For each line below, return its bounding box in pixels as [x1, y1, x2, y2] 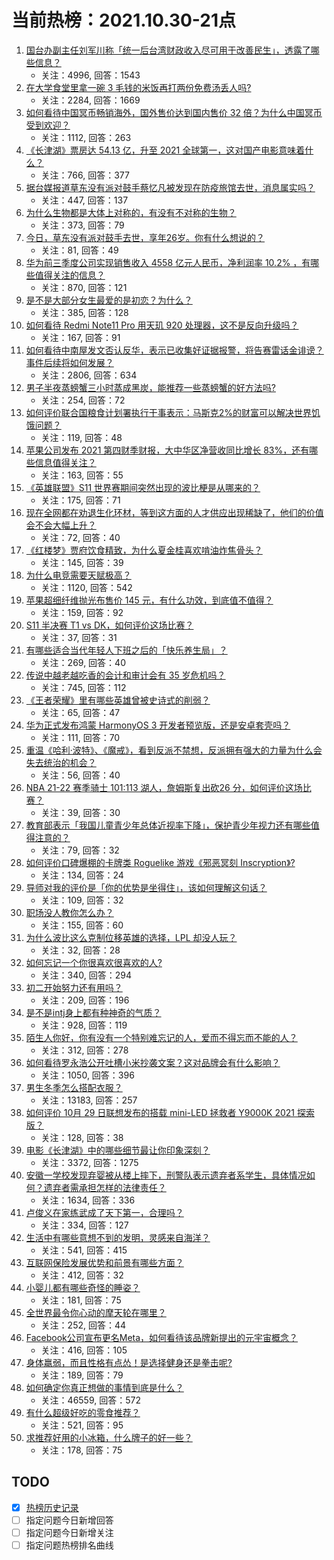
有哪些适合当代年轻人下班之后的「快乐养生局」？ [25, 644, 228, 656]
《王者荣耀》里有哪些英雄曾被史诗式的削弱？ [25, 694, 211, 706]
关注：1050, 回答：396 [40, 1069, 135, 1081]
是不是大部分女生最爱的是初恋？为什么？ [25, 294, 193, 306]
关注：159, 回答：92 [40, 606, 124, 618]
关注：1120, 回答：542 [40, 581, 133, 593]
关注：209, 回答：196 [40, 994, 130, 1006]
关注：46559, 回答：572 [40, 1394, 141, 1406]
